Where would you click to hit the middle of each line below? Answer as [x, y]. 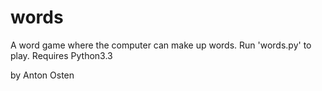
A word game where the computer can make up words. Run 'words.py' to [161, 45]
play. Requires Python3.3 [61, 55]
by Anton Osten [42, 75]
